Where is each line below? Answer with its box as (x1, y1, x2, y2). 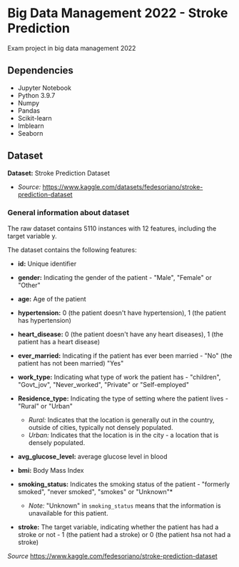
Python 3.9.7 (17, 91, 56, 99)
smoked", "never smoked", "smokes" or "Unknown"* (17, 487, 173, 496)
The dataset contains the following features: (7, 245, 137, 254)
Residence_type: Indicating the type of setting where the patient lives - (17, 394, 228, 403)
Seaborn (17, 129, 44, 137)
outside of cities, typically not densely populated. (28, 423, 173, 431)
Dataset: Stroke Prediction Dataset (7, 169, 111, 177)
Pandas (17, 106, 41, 115)
